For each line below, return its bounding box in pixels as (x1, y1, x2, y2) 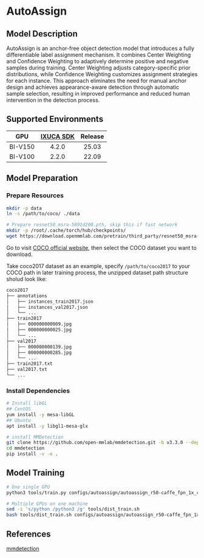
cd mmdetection (6, 445, 45, 451)
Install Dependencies (6, 386, 70, 395)
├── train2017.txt (6, 361, 53, 367)
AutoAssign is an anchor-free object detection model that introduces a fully (6, 44, 195, 52)
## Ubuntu (6, 417, 32, 423)
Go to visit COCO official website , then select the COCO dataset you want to (6, 244, 197, 251)
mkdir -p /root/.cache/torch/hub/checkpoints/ (6, 227, 126, 234)
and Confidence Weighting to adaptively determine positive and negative (6, 58, 189, 65)
